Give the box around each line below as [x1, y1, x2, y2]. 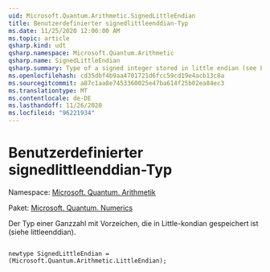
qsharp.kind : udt [8, 42, 67, 50]
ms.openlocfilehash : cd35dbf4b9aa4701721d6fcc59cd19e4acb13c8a [8, 72, 225, 80]
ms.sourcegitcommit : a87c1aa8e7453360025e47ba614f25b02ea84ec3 [8, 79, 225, 87]
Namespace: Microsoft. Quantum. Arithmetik [8, 187, 157, 197]
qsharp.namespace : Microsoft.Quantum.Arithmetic [8, 49, 174, 57]
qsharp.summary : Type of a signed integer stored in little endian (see [8, 64, 257, 72]
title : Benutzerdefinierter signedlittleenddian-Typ [8, 19, 189, 27]
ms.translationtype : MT [8, 86, 88, 95]
